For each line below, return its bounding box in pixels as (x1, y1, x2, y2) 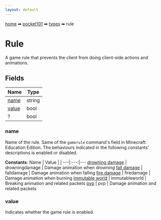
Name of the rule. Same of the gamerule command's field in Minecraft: (5, 139, 147, 145)
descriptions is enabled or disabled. (5, 149, 78, 156)
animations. (5, 60, 29, 66)
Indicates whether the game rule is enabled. (5, 209, 95, 215)
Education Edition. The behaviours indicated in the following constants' (5, 144, 149, 150)
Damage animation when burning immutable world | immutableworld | (5, 175, 147, 181)
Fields (5, 74, 25, 82)
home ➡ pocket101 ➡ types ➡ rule (5, 21, 74, 27)
